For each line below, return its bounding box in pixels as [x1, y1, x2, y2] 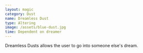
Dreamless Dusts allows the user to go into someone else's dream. [5, 43, 138, 48]
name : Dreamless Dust [5, 16, 49, 21]
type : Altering [5, 20, 36, 26]
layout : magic [5, 7, 34, 12]
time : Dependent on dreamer [5, 29, 62, 34]
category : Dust [5, 12, 36, 16]
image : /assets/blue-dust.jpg [5, 25, 66, 30]
